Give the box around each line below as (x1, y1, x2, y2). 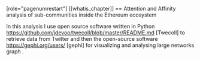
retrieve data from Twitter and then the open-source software (6, 36, 158, 42)
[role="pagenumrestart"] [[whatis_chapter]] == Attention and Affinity (6, 5, 176, 12)
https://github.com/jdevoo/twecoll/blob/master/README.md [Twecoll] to (6, 29, 186, 36)
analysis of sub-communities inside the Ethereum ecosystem (6, 11, 157, 18)
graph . (6, 48, 24, 55)
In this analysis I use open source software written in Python (6, 23, 155, 30)
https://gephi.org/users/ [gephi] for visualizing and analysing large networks (6, 41, 195, 49)
